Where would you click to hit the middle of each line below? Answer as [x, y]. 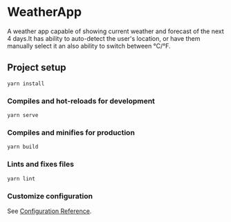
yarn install [26, 84]
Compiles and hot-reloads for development [81, 101]
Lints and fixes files [41, 165]
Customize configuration [50, 196]
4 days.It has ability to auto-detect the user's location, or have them [104, 38]
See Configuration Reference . [49, 211]
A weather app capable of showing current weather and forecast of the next [116, 31]
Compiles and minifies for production [71, 132]
